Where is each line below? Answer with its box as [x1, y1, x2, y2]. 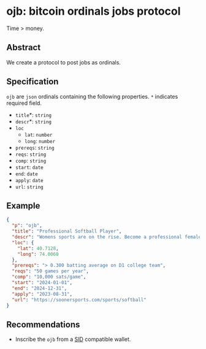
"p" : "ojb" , [12, 223, 43, 229]
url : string [15, 183, 44, 190]
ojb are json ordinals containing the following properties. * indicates [6, 93, 178, 100]
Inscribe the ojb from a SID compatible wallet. [15, 336, 131, 343]
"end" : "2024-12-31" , [12, 285, 67, 291]
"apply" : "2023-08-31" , [12, 291, 72, 297]
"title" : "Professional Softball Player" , [12, 228, 122, 234]
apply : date [15, 176, 44, 183]
